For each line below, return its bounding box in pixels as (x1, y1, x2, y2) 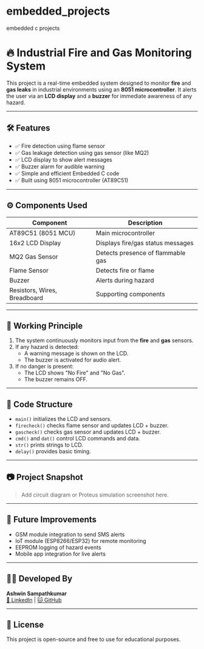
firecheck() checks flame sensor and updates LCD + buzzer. (15, 422, 169, 429)
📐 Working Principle (6, 320, 83, 331)
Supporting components (96, 290, 165, 298)
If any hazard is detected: (15, 343, 79, 351)
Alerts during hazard (96, 276, 155, 284)
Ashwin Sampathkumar (6, 590, 67, 597)
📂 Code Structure (6, 399, 73, 409)
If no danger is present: (15, 363, 74, 370)
